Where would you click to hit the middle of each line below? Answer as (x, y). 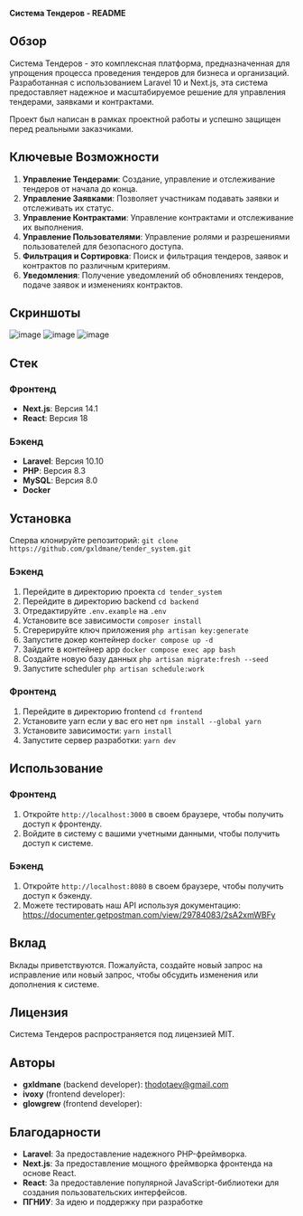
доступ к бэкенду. (57, 895)
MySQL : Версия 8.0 (60, 481)
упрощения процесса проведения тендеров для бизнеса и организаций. (150, 72)
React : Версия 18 (55, 419)
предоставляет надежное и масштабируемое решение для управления (147, 92)
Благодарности (55, 1132)
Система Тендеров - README (68, 13)
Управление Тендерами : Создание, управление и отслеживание (149, 179)
